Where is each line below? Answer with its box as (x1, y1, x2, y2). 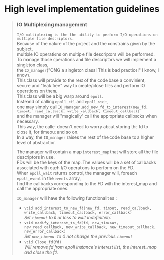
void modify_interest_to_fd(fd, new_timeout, (24, 221, 119, 225)
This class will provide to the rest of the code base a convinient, (16, 77, 146, 83)
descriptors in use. (16, 154, 55, 160)
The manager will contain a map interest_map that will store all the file (16, 149, 158, 155)
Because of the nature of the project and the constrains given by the (16, 41, 155, 47)
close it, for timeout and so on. (16, 129, 79, 135)
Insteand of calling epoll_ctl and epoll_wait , (16, 99, 109, 105)
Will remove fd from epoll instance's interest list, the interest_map (24, 244, 157, 250)
